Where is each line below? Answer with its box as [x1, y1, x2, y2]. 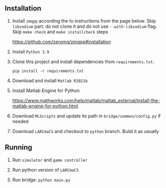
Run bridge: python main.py [12, 177, 71, 183]
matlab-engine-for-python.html [12, 103, 78, 109]
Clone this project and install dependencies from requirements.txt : [12, 59, 154, 65]
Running [5, 143, 33, 152]
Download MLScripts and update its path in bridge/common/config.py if [12, 112, 161, 119]
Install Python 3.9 [12, 48, 50, 54]
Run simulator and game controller [12, 157, 88, 163]
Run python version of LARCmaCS [12, 166, 79, 173]
